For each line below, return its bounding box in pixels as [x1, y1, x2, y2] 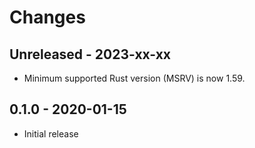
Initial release [23, 127, 79, 140]
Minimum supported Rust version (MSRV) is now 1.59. [23, 72, 246, 84]
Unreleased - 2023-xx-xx [9, 46, 171, 63]
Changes [9, 6, 86, 29]
